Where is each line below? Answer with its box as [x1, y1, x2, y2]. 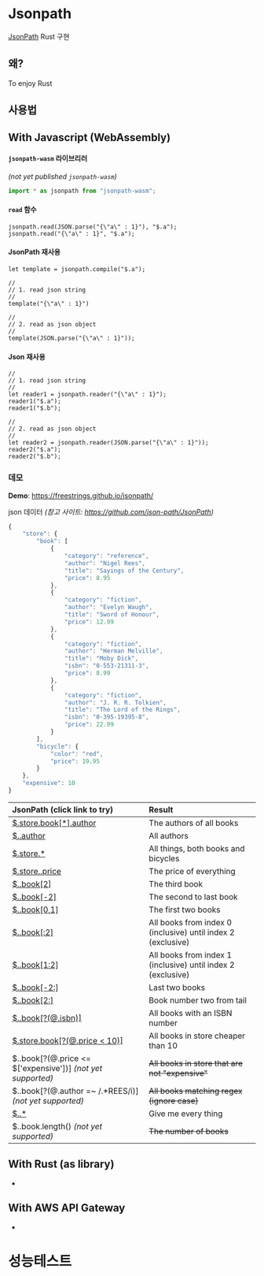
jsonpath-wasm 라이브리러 [8, 154, 88, 163]
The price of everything [148, 865, 236, 876]
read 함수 [8, 205, 37, 214]
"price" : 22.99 [64, 720, 114, 729]
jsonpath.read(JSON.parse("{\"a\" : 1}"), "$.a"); [8, 222, 178, 231]
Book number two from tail [148, 995, 247, 1006]
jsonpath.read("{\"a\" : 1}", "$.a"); [8, 229, 135, 237]
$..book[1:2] [12, 959, 59, 970]
